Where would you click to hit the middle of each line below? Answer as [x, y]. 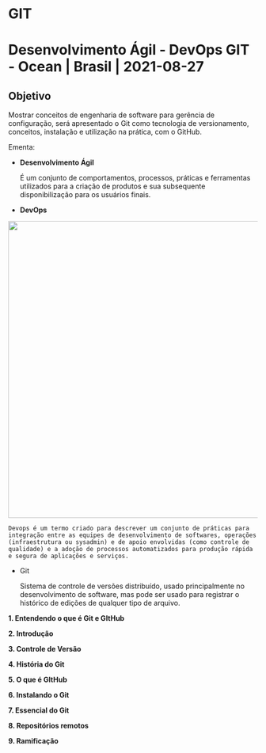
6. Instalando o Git [39, 695]
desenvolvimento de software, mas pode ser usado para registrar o [129, 595]
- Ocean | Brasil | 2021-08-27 [106, 67]
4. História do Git [36, 664]
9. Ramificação [34, 741]
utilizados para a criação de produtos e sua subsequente [112, 186]
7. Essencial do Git [39, 710]
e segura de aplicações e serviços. [68, 556]
